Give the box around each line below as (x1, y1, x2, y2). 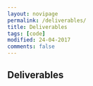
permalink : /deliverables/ (7, 17, 87, 24)
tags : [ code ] (7, 30, 46, 37)
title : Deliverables (7, 23, 68, 30)
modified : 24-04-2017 (7, 37, 71, 44)
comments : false (7, 43, 55, 50)
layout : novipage (7, 10, 58, 18)
